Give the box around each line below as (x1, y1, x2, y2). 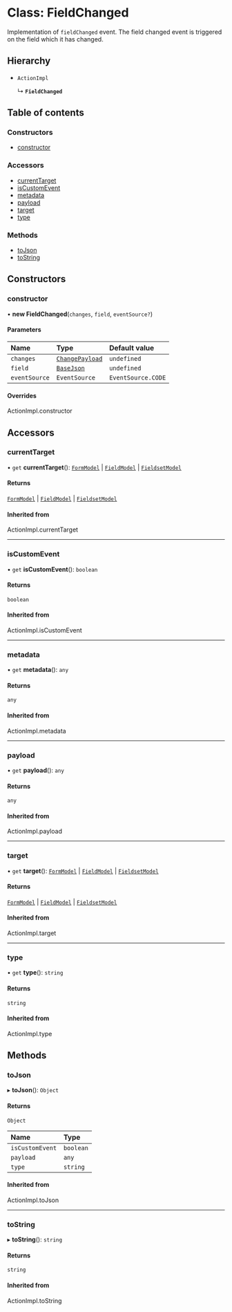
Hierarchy (7, 55, 51, 67)
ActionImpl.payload (7, 827, 62, 836)
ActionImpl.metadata (7, 727, 67, 735)
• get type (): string (7, 968, 64, 977)
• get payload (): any (7, 766, 64, 774)
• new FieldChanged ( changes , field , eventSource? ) (7, 310, 153, 318)
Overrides (7, 391, 37, 400)
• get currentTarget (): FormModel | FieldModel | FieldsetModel (7, 463, 182, 471)
